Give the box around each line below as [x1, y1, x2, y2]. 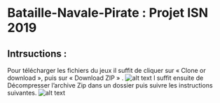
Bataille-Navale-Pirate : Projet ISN [7, 5, 209, 21]
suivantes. [7, 89, 37, 97]
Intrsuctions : [7, 48, 67, 60]
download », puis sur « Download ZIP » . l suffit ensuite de [7, 74, 204, 82]
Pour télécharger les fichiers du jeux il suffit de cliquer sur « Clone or [7, 67, 206, 74]
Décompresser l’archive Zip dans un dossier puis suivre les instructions [7, 81, 213, 89]
